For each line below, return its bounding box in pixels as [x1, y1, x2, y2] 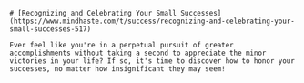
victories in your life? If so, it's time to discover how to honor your [9, 57, 296, 66]
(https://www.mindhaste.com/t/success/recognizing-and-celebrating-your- [9, 16, 296, 26]
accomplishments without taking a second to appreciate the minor [9, 48, 267, 57]
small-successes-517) [9, 25, 92, 34]
